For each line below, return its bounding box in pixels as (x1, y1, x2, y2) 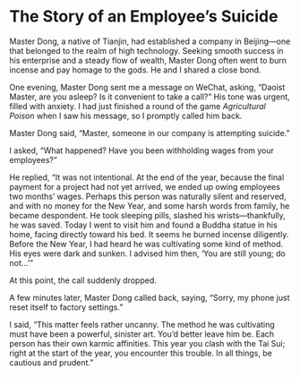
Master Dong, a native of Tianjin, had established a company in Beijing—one (9, 36, 291, 47)
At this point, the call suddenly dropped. (9, 275, 157, 286)
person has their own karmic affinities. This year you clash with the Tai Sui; (9, 338, 286, 348)
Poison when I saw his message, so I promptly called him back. (9, 110, 243, 121)
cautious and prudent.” (9, 356, 94, 368)
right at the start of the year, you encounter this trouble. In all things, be (9, 347, 273, 358)
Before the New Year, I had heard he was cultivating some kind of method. (9, 238, 284, 249)
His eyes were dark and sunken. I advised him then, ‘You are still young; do (9, 248, 287, 259)
